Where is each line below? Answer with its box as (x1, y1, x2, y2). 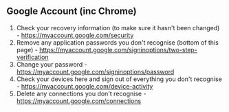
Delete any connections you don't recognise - (16, 89, 146, 98)
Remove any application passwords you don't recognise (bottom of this (16, 38, 219, 47)
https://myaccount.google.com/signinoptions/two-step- (39, 45, 197, 54)
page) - (16, 45, 39, 54)
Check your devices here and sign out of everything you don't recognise (16, 75, 223, 83)
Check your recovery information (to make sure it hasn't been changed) (16, 23, 220, 32)
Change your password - (16, 60, 87, 68)
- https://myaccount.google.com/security (16, 31, 134, 39)
